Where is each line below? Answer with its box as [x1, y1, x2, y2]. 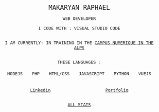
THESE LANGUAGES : [57, 60, 101, 65]
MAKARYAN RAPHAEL [48, 4, 110, 12]
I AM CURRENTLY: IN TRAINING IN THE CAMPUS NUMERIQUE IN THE [4, 40, 154, 46]
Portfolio [105, 87, 129, 93]
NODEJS [7, 71, 23, 76]
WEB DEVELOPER [62, 16, 96, 21]
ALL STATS [68, 102, 91, 107]
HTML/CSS [49, 71, 70, 76]
